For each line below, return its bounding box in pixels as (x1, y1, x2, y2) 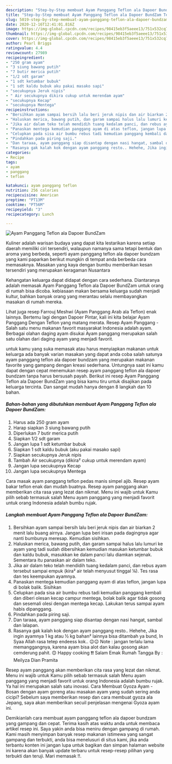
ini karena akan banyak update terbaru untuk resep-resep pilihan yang (6, 748, 154, 754)
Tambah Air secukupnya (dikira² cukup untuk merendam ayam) (13, 457, 146, 463)
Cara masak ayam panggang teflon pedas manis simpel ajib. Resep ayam (6, 478, 160, 484)
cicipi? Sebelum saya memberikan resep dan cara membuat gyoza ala (6, 694, 153, 701)
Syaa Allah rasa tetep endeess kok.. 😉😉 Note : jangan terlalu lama (13, 639, 154, 645)
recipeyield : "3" (6, 207, 43, 212)
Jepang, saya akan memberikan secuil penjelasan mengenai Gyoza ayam (6, 700, 160, 706)
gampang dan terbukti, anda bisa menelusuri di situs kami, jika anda (6, 737, 149, 743)
